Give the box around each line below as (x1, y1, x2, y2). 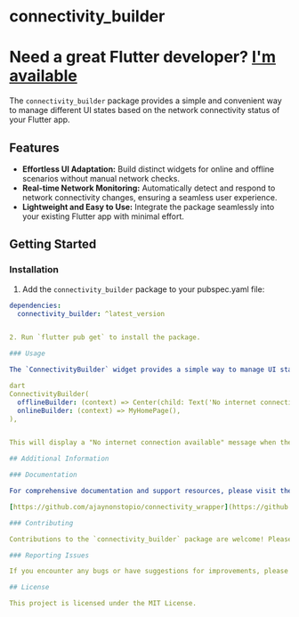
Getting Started (9, 237, 97, 252)
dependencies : (9, 301, 62, 310)
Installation (9, 264, 60, 276)
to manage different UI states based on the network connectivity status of (9, 105, 280, 116)
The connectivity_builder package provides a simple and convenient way (9, 95, 282, 106)
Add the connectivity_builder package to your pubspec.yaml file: (21, 283, 265, 295)
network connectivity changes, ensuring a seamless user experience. (21, 191, 278, 202)
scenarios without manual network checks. (21, 173, 181, 183)
